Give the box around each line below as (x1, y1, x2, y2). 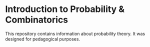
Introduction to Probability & (5, 3, 125, 15)
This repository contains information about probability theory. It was (5, 30, 145, 36)
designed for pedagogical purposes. (5, 36, 80, 42)
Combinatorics (5, 14, 68, 25)
